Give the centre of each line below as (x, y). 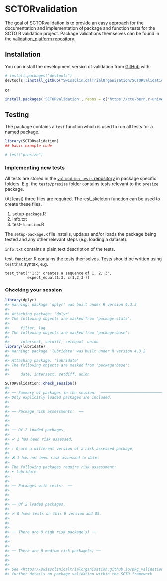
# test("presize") (24, 155)
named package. (22, 132)
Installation (23, 55)
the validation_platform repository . (40, 39)
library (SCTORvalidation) (32, 141)
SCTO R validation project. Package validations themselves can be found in (82, 33)
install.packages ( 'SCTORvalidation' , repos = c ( (56, 99)
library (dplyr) (21, 300)
